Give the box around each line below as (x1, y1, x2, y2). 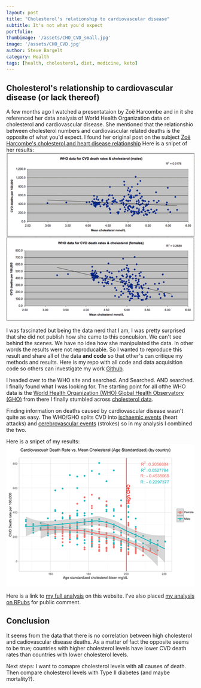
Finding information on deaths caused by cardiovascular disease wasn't (6, 407, 184, 414)
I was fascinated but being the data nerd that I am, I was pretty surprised (6, 327, 185, 334)
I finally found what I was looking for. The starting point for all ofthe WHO (6, 383, 186, 390)
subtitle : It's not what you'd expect (6, 22, 103, 28)
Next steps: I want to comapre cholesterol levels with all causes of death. (6, 662, 187, 669)
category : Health (6, 54, 50, 60)
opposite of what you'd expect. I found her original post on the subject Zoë (6, 133, 191, 141)
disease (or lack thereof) (6, 93, 100, 103)
